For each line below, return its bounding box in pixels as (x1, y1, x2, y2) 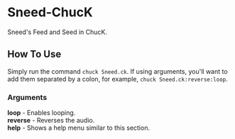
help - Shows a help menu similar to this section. (7, 123, 151, 132)
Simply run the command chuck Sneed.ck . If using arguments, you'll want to (7, 67, 229, 75)
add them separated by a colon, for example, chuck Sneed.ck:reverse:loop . (7, 74, 229, 83)
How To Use (7, 48, 62, 60)
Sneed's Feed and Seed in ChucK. (7, 28, 108, 36)
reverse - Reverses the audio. (7, 116, 95, 125)
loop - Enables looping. (7, 109, 76, 117)
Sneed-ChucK (7, 4, 94, 21)
